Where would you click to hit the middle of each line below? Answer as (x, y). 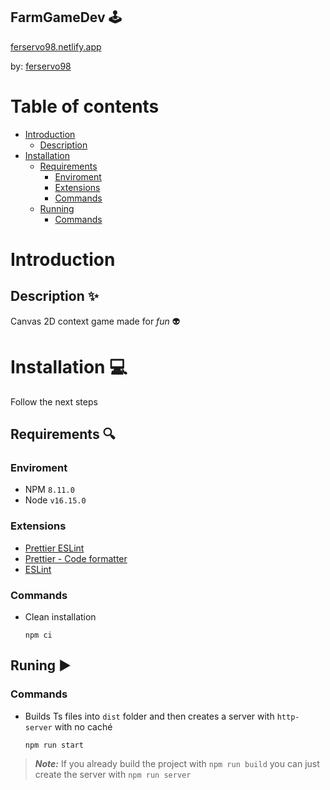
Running (57, 208)
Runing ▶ (41, 665)
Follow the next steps (54, 401)
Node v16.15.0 (55, 500)
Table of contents (85, 106)
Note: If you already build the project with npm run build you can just (177, 763)
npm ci (38, 635)
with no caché (83, 726)
